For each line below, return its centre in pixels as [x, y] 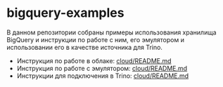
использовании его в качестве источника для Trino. [85, 47]
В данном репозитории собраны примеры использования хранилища [111, 32]
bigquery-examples [65, 13]
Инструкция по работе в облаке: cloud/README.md [94, 60]
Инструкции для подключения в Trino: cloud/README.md [103, 76]
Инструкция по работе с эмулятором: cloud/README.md [102, 68]
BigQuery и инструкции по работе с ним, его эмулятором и [95, 39]
